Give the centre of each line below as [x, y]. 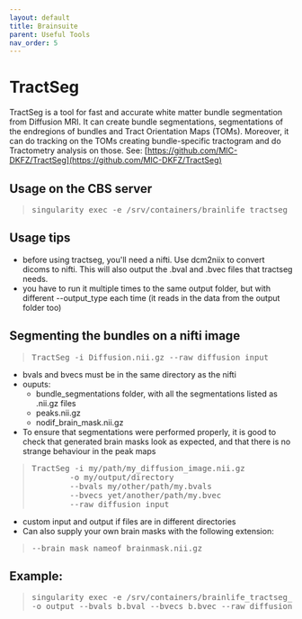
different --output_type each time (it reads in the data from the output [151, 297]
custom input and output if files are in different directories [129, 521]
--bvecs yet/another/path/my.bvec [146, 495]
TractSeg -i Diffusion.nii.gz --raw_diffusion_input [150, 357]
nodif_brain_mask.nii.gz [80, 422]
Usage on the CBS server [81, 189]
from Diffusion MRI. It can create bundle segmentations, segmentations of [147, 122]
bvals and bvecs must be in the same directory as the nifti [129, 374]
